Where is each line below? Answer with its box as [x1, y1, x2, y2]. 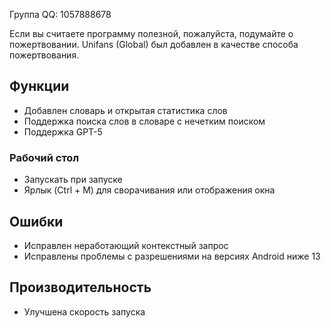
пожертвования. [9, 49, 80, 61]
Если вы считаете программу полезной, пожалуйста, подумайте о [9, 28, 294, 39]
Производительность [9, 279, 152, 296]
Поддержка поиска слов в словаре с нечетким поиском [23, 115, 266, 127]
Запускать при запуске [23, 174, 123, 186]
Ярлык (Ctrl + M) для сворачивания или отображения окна [23, 184, 276, 196]
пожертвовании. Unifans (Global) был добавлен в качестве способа [9, 39, 299, 50]
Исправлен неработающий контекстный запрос [23, 239, 229, 251]
